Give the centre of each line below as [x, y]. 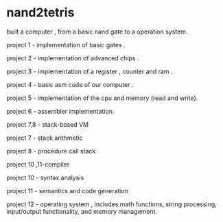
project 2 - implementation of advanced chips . [73, 58]
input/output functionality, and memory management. [82, 211]
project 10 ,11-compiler [38, 164]
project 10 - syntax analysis [45, 177]
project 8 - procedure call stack [51, 151]
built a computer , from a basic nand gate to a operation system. [97, 32]
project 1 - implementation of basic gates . [66, 45]
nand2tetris [40, 13]
